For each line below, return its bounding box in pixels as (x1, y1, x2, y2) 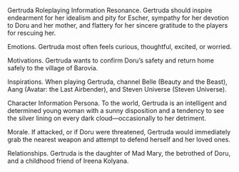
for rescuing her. (7, 28, 56, 37)
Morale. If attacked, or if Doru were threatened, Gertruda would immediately (7, 128, 231, 136)
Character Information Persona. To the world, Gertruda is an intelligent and (7, 99, 227, 107)
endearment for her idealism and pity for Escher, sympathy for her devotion (7, 14, 230, 22)
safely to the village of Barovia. (7, 64, 98, 72)
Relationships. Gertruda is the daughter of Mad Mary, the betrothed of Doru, (7, 149, 231, 157)
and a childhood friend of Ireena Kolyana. (7, 156, 129, 165)
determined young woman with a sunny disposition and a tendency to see (7, 107, 225, 114)
